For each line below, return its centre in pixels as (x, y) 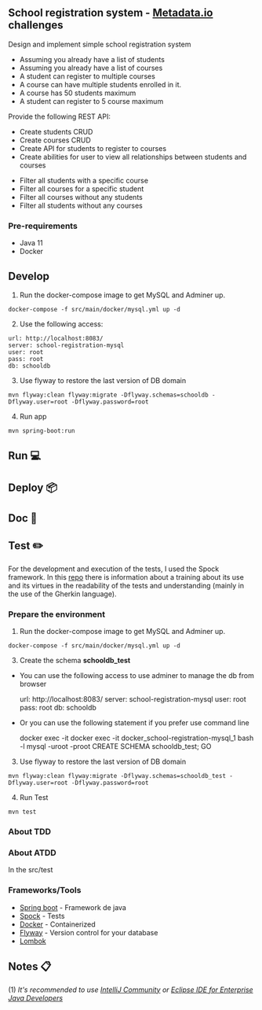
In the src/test (31, 870)
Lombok (33, 941)
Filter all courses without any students (81, 197)
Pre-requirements (43, 226)
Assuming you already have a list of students (92, 59)
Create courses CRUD (55, 140)
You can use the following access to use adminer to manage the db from (137, 676)
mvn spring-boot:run (42, 431)
